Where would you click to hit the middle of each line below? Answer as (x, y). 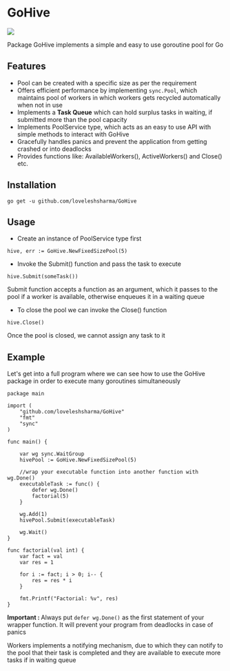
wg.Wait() (34, 533)
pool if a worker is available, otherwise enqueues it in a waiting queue (106, 297)
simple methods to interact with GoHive (73, 134)
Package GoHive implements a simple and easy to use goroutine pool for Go (115, 44)
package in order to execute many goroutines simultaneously (94, 381)
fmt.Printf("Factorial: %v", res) (69, 599)
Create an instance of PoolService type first (79, 238)
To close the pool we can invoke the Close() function (92, 310)
